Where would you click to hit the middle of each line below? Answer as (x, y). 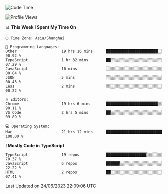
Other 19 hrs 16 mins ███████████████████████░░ (84, 51)
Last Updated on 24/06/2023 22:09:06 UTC (51, 186)
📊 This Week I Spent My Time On (41, 27)
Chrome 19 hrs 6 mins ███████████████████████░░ (84, 104)
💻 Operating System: (28, 126)
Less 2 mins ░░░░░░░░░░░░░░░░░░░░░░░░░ (84, 86)
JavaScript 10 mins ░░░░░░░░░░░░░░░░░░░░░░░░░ (84, 69)
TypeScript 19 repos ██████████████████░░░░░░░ (84, 155)
